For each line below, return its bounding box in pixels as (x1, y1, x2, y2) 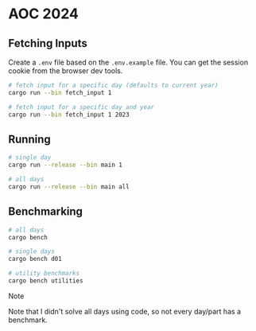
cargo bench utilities (8, 277, 83, 285)
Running (8, 132, 52, 146)
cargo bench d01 (8, 255, 62, 263)
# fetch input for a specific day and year (8, 103, 155, 111)
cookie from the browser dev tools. (8, 66, 123, 76)
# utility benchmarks (8, 270, 80, 278)
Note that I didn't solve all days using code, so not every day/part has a (8, 306, 241, 316)
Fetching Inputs (8, 37, 87, 50)
